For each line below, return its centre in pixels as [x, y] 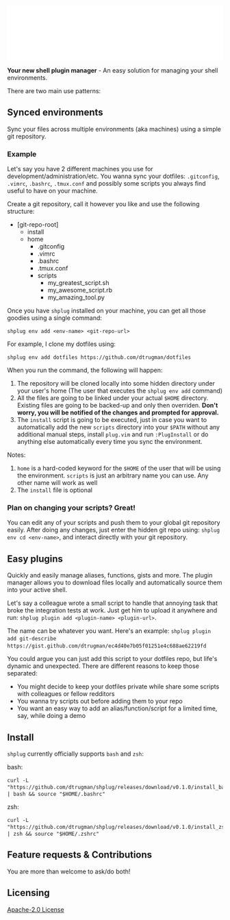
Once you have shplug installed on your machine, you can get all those [107, 311]
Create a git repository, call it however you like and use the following [103, 204]
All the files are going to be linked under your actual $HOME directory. [113, 398]
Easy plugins [35, 559]
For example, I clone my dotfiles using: [62, 344]
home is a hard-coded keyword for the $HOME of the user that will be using [119, 469]
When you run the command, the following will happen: [85, 370]
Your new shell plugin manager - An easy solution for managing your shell [113, 70]
